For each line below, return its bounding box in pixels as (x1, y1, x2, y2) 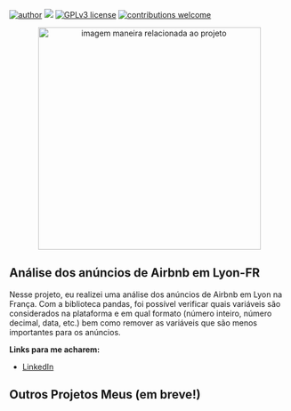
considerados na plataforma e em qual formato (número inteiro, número (9, 308, 272, 318)
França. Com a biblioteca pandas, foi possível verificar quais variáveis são (9, 298, 281, 309)
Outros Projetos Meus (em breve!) (9, 387, 201, 402)
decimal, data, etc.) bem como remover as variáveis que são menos (9, 317, 258, 328)
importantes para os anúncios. (9, 326, 122, 337)
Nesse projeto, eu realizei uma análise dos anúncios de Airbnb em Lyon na (9, 289, 283, 300)
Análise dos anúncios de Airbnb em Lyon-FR (9, 265, 261, 280)
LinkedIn (21, 361, 54, 372)
